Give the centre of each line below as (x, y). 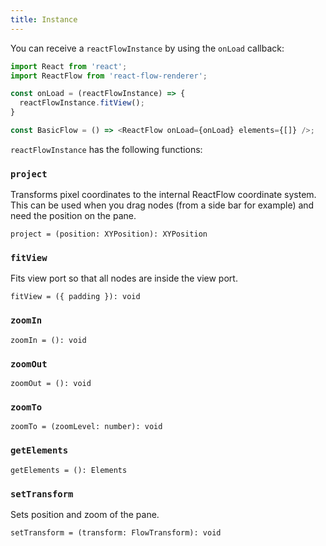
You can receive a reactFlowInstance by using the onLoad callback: (147, 48)
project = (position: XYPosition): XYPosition (109, 234)
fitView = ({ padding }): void (75, 297)
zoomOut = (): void (51, 384)
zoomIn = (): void (48, 340)
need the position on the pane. (73, 216)
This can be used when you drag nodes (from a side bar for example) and (162, 205)
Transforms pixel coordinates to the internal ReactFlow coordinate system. (163, 195)
